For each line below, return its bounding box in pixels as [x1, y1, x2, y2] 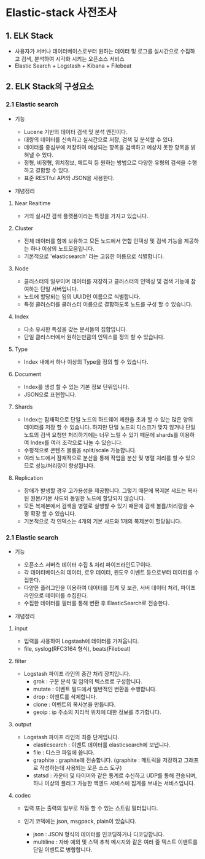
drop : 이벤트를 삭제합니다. [33, 692, 98, 700]
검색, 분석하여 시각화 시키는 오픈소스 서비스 [21, 55, 125, 62]
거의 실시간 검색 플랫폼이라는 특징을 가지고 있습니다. [23, 212, 149, 219]
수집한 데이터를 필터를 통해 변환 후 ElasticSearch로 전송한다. [23, 599, 170, 606]
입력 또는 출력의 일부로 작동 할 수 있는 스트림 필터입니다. [23, 804, 158, 812]
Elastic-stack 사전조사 [6, 6, 117, 20]
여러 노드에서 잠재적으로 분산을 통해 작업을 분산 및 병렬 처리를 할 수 [23, 454, 185, 461]
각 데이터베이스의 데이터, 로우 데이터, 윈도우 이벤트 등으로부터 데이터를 [23, 568, 193, 576]
